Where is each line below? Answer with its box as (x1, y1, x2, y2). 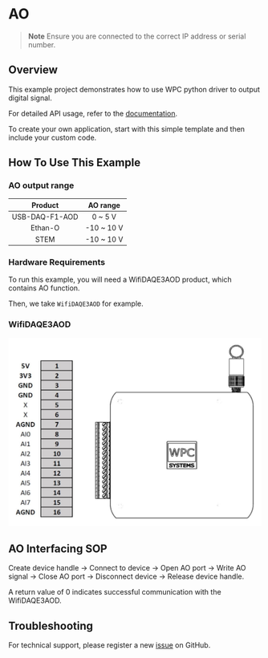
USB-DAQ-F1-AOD (11, 212, 79, 221)
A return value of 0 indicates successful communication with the (8, 587, 222, 597)
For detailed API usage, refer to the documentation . (8, 108, 178, 118)
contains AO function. (8, 283, 80, 293)
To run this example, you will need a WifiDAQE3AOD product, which (8, 274, 233, 285)
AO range (87, 200, 120, 209)
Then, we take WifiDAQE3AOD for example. (8, 299, 144, 309)
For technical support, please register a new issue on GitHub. (8, 640, 211, 650)
